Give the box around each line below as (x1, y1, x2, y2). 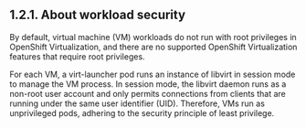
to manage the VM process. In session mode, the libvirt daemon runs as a (9, 78, 287, 90)
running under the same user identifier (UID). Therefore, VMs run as (9, 98, 265, 109)
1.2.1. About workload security (9, 7, 185, 23)
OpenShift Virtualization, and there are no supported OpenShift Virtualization (9, 41, 298, 52)
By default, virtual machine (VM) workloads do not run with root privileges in (9, 31, 297, 42)
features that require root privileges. (9, 50, 145, 62)
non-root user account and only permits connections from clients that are (9, 88, 286, 99)
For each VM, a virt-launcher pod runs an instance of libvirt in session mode (9, 69, 296, 80)
